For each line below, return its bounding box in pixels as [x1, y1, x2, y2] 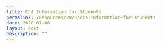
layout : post [6, 25, 39, 32]
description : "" [6, 31, 47, 37]
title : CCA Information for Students [6, 8, 102, 15]
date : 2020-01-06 [6, 20, 50, 26]
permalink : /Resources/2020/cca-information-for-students [6, 14, 156, 20]
